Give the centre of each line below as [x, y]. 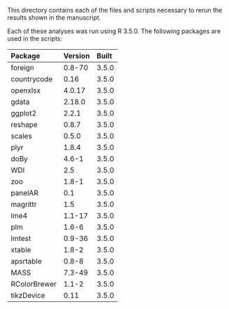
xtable [21, 250]
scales [22, 136]
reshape [24, 124]
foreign [23, 68]
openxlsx [25, 90]
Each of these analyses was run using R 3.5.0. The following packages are [114, 31]
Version [76, 56]
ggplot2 [24, 113]
